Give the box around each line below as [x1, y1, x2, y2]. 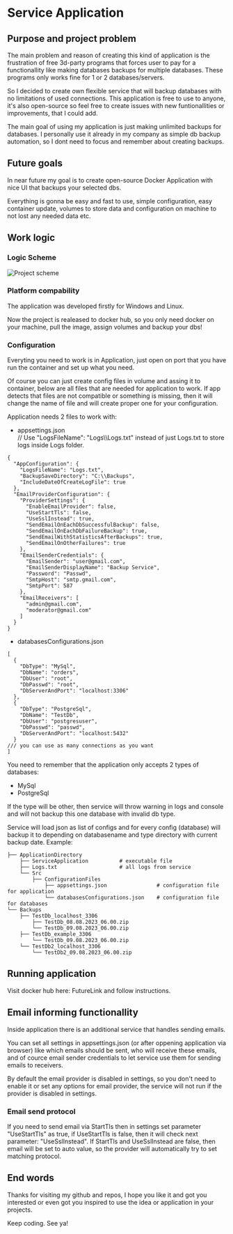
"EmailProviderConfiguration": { [13, 491, 111, 498]
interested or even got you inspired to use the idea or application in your [7, 1198, 214, 1206]
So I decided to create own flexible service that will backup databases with [7, 87, 222, 95]
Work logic [7, 232, 56, 244]
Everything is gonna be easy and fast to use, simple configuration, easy [7, 196, 213, 205]
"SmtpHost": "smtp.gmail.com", [25, 576, 117, 583]
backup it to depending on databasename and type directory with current [7, 831, 218, 839]
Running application [7, 968, 97, 980]
